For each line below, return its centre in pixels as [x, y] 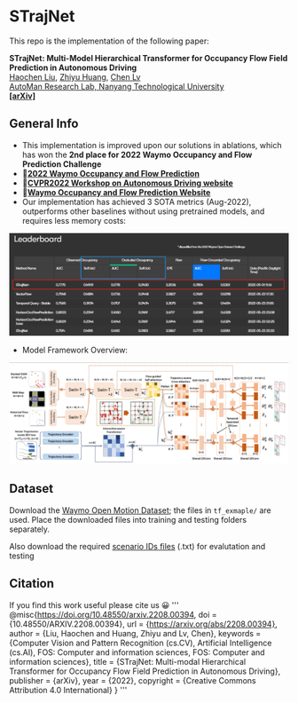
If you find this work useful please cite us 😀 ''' [94, 604]
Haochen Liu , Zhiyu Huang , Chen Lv [75, 76]
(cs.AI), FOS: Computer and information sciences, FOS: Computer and [137, 652]
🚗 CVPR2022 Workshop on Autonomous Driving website [127, 183]
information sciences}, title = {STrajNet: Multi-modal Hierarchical [128, 661]
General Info [44, 124]
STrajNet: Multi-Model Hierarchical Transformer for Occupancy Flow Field [149, 58]
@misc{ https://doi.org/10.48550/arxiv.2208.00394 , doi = [113, 614]
